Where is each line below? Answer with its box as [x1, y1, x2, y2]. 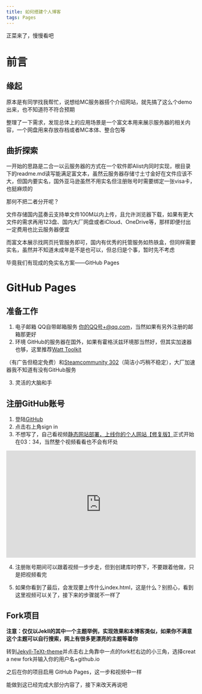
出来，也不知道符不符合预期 [6, 106, 75, 113]
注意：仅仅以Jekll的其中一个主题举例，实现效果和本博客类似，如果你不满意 [6, 628, 192, 635]
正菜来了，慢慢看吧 [6, 31, 54, 39]
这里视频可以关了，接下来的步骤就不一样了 [14, 591, 121, 598]
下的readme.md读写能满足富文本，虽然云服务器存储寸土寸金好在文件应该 [6, 170, 188, 177]
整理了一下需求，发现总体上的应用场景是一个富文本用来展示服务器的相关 [6, 118, 185, 126]
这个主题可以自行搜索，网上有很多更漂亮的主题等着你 [6, 635, 138, 643]
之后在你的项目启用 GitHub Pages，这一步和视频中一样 [6, 668, 142, 676]
